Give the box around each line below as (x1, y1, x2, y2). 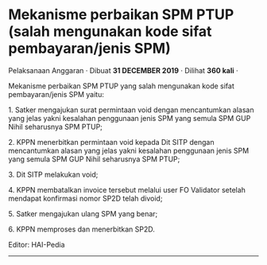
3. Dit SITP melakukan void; (8, 170, 99, 179)
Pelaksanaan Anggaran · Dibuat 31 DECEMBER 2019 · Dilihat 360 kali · (8, 65, 238, 75)
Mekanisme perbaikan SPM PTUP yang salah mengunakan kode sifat (8, 81, 234, 91)
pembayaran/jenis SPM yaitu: (8, 89, 105, 99)
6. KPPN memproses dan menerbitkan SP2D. (8, 224, 155, 234)
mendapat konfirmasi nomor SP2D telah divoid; (8, 193, 163, 203)
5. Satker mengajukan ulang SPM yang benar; (8, 208, 158, 218)
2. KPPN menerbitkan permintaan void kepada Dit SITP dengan (8, 137, 215, 146)
